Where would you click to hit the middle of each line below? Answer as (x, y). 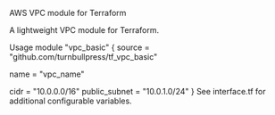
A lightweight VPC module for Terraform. (84, 30)
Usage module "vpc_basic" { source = (79, 47)
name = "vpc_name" (47, 74)
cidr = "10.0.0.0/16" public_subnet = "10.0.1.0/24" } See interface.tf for (137, 91)
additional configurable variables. (71, 101)
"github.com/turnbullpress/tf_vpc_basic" (83, 57)
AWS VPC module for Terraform (68, 13)
